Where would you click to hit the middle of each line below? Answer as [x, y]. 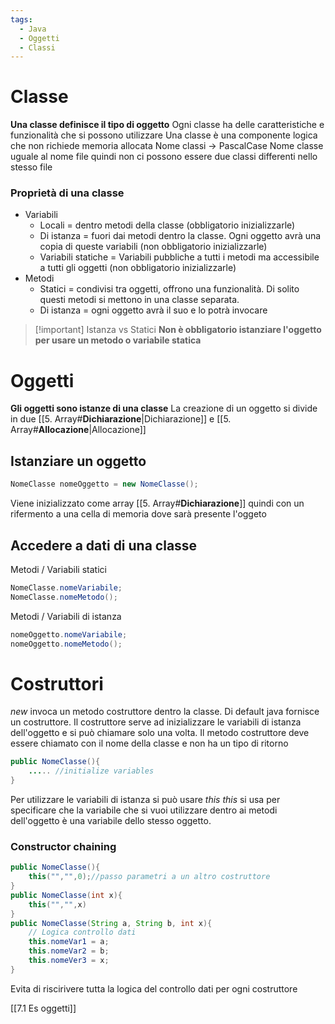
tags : [21, 19]
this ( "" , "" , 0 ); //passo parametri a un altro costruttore [149, 877]
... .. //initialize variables [91, 771]
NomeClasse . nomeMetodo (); [64, 597]
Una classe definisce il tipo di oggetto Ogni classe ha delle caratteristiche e [167, 125]
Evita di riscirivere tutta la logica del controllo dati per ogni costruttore [154, 988]
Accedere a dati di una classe [104, 545]
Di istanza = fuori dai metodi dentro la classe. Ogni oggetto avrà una [180, 236]
